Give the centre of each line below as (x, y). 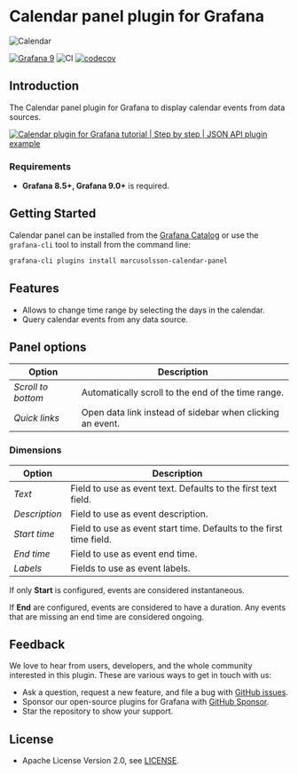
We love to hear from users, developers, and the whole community (131, 666)
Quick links (37, 418)
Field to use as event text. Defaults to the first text (174, 488)
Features (34, 289)
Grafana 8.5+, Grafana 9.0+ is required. (96, 186)
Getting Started (53, 213)
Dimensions (35, 450)
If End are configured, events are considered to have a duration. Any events (148, 607)
